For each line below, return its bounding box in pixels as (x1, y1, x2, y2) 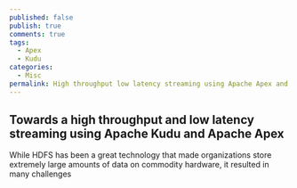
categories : (9, 63, 53, 72)
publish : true (9, 21, 62, 30)
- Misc (17, 71, 42, 80)
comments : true (9, 29, 66, 38)
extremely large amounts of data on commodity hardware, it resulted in (9, 159, 269, 170)
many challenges (9, 168, 72, 179)
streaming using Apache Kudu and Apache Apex (9, 127, 285, 142)
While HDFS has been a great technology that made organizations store (9, 150, 272, 160)
